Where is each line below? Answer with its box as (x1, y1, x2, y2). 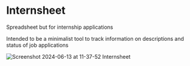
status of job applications (6, 41, 69, 49)
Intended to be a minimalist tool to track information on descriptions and (6, 35, 184, 42)
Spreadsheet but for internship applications (6, 23, 113, 31)
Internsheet (6, 4, 66, 17)
